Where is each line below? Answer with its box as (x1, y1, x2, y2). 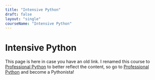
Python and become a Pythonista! (5, 69, 74, 75)
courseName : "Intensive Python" (5, 21, 72, 26)
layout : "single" (5, 16, 41, 21)
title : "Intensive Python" (5, 7, 61, 12)
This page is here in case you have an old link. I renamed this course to (5, 59, 150, 65)
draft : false (5, 12, 32, 17)
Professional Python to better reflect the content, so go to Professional (5, 64, 150, 70)
